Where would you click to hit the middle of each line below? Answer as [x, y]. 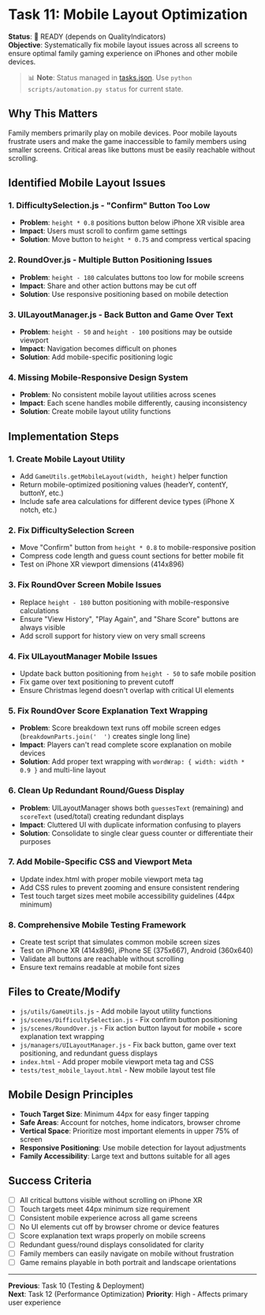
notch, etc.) [38, 510]
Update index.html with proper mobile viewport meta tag [111, 879]
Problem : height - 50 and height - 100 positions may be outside [126, 332]
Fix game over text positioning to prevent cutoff [97, 681]
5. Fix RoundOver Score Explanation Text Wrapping [108, 711]
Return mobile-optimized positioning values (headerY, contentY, [124, 485]
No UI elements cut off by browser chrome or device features [119, 1226]
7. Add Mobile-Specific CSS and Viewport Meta [100, 862]
